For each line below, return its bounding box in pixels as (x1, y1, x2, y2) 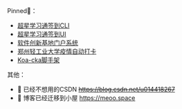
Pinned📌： (7, 7, 37, 14)
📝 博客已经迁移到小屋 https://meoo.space (17, 94, 136, 102)
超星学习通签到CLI (17, 21, 70, 30)
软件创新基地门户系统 (17, 39, 78, 47)
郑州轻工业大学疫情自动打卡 (17, 48, 97, 55)
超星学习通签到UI (17, 30, 66, 38)
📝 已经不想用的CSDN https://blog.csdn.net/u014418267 (17, 86, 175, 93)
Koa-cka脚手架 (17, 56, 60, 64)
